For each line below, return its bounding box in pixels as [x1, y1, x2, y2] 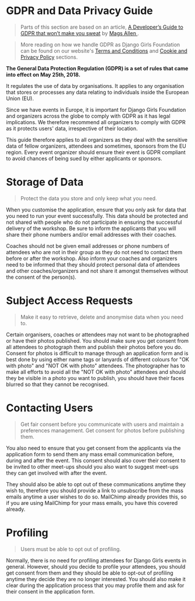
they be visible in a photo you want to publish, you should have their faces [6, 374, 184, 381]
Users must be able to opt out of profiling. [20, 545, 121, 552]
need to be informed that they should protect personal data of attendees [6, 261, 180, 268]
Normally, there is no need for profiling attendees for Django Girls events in [6, 556, 187, 564]
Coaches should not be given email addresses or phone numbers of [6, 242, 169, 250]
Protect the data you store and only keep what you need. [20, 194, 157, 202]
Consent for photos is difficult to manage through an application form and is [6, 350, 189, 357]
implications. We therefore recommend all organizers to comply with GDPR [6, 118, 186, 125]
